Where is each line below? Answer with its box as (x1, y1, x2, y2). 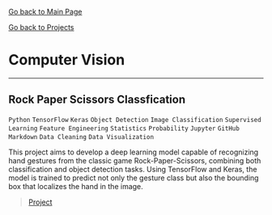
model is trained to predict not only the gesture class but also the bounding (8, 173, 259, 183)
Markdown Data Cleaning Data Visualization (8, 133, 155, 141)
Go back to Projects (8, 23, 74, 32)
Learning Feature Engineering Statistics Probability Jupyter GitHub (8, 124, 240, 133)
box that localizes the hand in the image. (8, 181, 143, 191)
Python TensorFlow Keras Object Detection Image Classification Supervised (8, 116, 261, 124)
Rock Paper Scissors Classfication (8, 93, 186, 107)
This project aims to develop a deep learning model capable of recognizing (8, 147, 259, 157)
